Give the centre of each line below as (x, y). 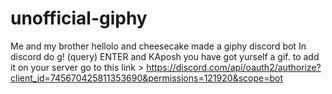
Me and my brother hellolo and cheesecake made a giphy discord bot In (158, 46)
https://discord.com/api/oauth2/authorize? (234, 67)
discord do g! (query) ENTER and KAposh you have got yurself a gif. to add (165, 56)
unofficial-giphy (79, 18)
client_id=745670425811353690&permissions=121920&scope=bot (146, 78)
